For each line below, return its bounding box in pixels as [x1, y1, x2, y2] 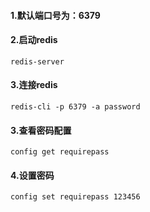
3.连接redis [10, 79, 58, 91]
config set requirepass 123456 [10, 192, 141, 202]
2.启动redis [10, 34, 58, 46]
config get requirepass [10, 147, 110, 157]
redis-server [10, 56, 65, 67]
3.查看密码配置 [10, 124, 72, 136]
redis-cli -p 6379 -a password [10, 102, 141, 112]
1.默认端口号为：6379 [10, 9, 101, 21]
